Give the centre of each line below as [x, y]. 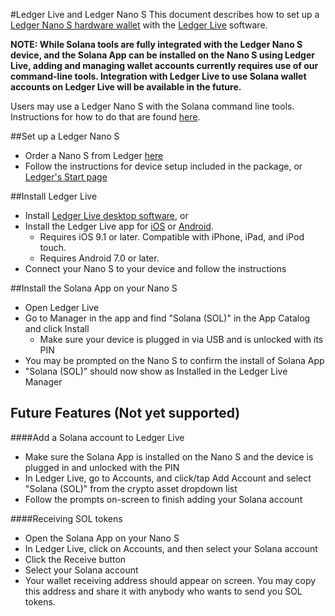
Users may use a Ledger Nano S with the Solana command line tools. [152, 106]
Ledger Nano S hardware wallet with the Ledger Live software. [139, 25]
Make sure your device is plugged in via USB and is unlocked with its [181, 339]
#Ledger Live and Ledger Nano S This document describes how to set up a [165, 14]
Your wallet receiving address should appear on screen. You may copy [170, 580]
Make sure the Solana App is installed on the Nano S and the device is [169, 456]
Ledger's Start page [66, 177]
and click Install [57, 328]
